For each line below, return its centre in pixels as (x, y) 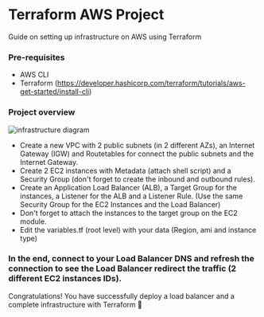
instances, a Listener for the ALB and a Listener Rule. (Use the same (131, 196)
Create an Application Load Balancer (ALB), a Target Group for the (128, 187)
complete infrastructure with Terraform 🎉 (76, 304)
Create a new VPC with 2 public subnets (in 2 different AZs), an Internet (137, 145)
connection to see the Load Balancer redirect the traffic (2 (122, 268)
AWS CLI (34, 75)
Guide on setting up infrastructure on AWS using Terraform (105, 37)
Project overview (42, 112)
